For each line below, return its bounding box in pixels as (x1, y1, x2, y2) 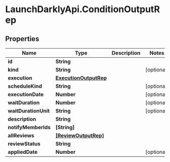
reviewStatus (8, 140, 40, 147)
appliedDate (8, 148, 38, 155)
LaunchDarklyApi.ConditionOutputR (5, 4, 160, 15)
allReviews (8, 132, 34, 139)
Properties (5, 34, 39, 43)
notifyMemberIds (8, 124, 51, 131)
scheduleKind (8, 83, 42, 90)
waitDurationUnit (8, 107, 50, 114)
